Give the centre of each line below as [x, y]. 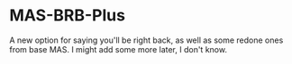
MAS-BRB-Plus [68, 16]
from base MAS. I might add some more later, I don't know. [119, 49]
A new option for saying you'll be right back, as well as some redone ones [146, 40]
